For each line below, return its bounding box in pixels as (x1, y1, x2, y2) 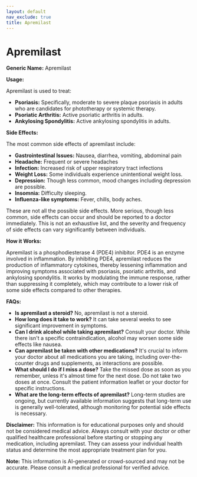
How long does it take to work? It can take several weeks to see (14, 316, 172, 323)
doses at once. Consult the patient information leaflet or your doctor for (14, 378, 189, 385)
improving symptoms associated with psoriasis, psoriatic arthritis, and (6, 268, 176, 275)
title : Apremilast (6, 19, 51, 25)
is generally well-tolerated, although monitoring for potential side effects (14, 404, 191, 411)
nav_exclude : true (6, 14, 51, 20)
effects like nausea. (14, 341, 63, 348)
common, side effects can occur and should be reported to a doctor (6, 214, 171, 221)
